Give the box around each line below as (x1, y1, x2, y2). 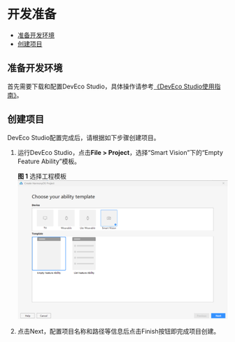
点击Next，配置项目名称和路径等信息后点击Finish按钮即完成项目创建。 (17, 327, 220, 336)
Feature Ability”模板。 (17, 157, 80, 165)
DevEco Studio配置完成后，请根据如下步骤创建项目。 (7, 133, 160, 142)
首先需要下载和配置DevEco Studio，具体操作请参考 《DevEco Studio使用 (7, 82, 215, 90)
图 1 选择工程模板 (17, 172, 67, 180)
